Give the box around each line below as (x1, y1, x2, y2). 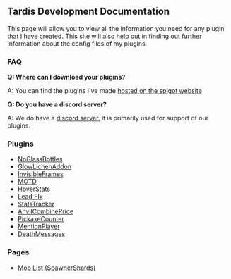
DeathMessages (17, 230, 66, 238)
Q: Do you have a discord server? (7, 100, 107, 108)
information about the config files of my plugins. (7, 39, 148, 48)
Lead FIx (17, 192, 44, 201)
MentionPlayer (17, 222, 60, 231)
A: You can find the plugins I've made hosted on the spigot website (7, 87, 203, 95)
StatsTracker (17, 200, 55, 209)
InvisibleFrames (17, 170, 64, 178)
